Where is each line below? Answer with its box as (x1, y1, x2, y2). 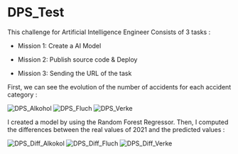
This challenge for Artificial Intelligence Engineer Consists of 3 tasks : (7, 28, 211, 36)
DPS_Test (7, 4, 65, 21)
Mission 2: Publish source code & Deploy (17, 55, 138, 64)
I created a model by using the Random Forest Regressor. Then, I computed (7, 118, 229, 126)
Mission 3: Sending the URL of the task (17, 69, 132, 77)
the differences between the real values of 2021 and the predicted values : (7, 125, 225, 133)
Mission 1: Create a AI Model (17, 41, 102, 50)
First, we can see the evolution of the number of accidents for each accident (7, 82, 232, 91)
